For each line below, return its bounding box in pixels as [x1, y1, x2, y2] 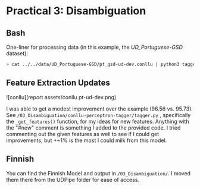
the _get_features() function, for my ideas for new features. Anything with [6, 118, 189, 125]
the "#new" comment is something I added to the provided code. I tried [6, 124, 181, 131]
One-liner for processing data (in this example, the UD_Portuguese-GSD [6, 43, 183, 51]
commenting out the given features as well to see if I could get [6, 130, 160, 137]
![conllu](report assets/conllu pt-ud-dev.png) [6, 93, 117, 100]
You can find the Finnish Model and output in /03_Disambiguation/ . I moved [6, 169, 191, 177]
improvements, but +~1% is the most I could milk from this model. [6, 137, 167, 144]
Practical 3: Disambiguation [6, 4, 146, 18]
